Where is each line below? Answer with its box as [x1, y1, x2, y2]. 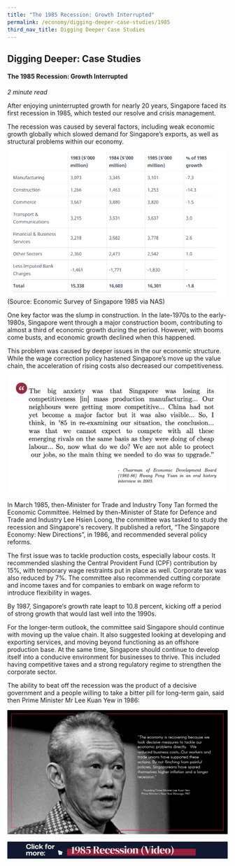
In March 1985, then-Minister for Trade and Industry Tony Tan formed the [7, 501, 218, 509]
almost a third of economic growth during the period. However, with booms [7, 325, 224, 334]
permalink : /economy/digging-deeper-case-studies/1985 [7, 18, 171, 26]
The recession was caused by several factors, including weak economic [7, 122, 215, 131]
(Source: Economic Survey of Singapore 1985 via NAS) [7, 297, 166, 306]
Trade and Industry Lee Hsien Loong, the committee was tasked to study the [7, 516, 228, 524]
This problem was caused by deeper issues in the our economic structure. [7, 346, 222, 355]
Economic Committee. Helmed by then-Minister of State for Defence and [7, 508, 217, 517]
